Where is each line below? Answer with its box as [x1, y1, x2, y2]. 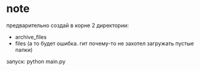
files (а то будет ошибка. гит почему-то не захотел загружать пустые [15, 40, 194, 47]
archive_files [15, 33, 47, 40]
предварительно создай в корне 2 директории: [6, 22, 129, 29]
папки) [15, 46, 33, 53]
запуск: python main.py [6, 58, 65, 65]
